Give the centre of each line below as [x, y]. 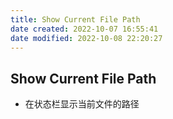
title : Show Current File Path [75, 19]
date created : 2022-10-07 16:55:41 [84, 29]
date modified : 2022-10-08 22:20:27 [86, 38]
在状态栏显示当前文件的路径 [82, 104]
